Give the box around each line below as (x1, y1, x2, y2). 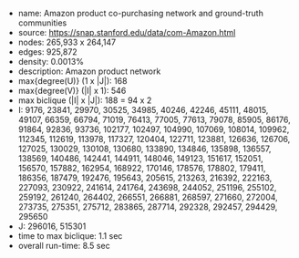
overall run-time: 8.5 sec (17, 241, 111, 251)
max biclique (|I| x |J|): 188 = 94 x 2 (17, 95, 152, 106)
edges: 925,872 (17, 46, 77, 57)
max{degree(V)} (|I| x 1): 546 (17, 86, 127, 96)
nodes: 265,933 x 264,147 (17, 36, 117, 47)
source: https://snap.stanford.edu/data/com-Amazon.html (17, 27, 236, 37)
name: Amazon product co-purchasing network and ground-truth (17, 8, 264, 18)
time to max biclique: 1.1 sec (17, 231, 123, 241)
